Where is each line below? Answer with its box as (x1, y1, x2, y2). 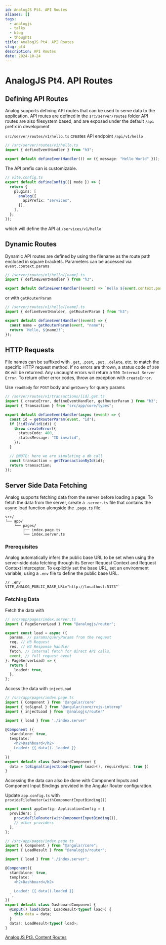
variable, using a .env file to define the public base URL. (5, 570, 119, 576)
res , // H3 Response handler (9, 644, 70, 649)
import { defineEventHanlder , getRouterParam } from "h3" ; (5, 309, 129, 315)
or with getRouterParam (5, 295, 52, 301)
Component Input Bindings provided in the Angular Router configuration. (5, 783, 153, 789)
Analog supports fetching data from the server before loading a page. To (5, 494, 153, 500)
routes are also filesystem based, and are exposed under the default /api (5, 118, 155, 124)
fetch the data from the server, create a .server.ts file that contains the (5, 500, 151, 506)
